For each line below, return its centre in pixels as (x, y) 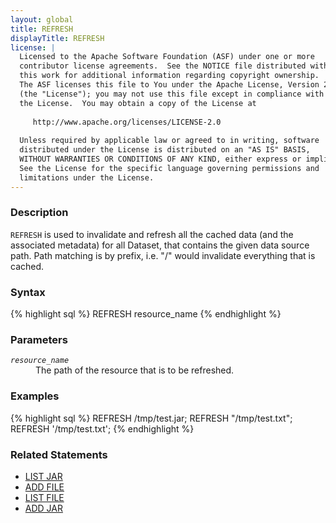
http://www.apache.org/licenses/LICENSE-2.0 (127, 122)
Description (39, 213)
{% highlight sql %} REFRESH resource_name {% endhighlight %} (146, 314)
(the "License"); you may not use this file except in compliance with (172, 94)
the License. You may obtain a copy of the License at (138, 103)
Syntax (28, 292)
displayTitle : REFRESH (57, 38)
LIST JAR (43, 476)
